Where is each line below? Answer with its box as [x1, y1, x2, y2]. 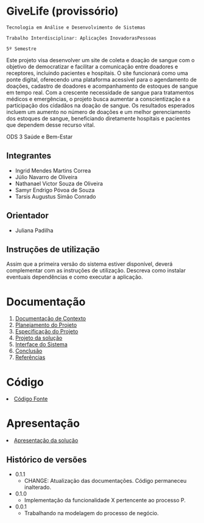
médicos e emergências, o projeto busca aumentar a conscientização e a [6, 95, 191, 102]
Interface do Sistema [15, 341, 68, 348]
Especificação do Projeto [15, 328, 79, 335]
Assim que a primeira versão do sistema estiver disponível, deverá [6, 260, 173, 268]
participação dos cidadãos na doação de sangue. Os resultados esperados [6, 102, 195, 109]
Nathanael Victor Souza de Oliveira [15, 180, 104, 187]
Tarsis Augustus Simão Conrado [15, 193, 96, 200]
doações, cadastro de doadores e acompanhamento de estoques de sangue [6, 82, 199, 90]
